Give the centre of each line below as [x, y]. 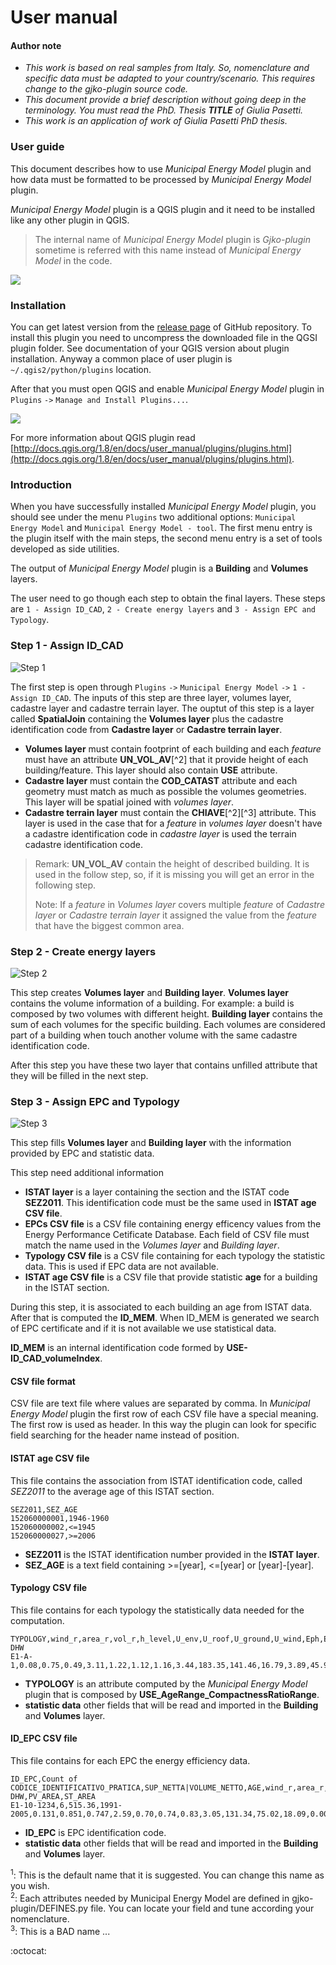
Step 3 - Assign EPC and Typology [95, 1101]
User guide [37, 147]
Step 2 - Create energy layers [83, 951]
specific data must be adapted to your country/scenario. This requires [170, 78]
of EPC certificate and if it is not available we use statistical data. [143, 1328]
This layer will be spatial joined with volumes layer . [129, 802]
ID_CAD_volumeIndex [55, 1358]
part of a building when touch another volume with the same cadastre [154, 1035]
